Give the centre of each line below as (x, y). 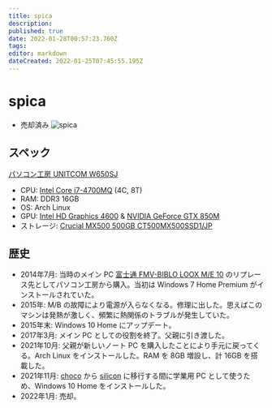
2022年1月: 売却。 (50, 396)
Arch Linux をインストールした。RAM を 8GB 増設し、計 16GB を (143, 356)
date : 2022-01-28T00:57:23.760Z (63, 39)
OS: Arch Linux (45, 207)
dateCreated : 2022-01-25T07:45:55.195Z (76, 62)
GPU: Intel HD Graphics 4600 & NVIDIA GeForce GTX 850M (120, 216)
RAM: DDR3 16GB (50, 199)
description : (30, 24)
